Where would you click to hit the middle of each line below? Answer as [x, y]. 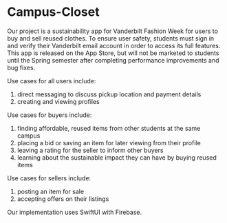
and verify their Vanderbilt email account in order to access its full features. [114, 45]
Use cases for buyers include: [50, 115]
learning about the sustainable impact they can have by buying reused [117, 157]
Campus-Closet [53, 12]
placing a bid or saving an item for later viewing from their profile [109, 142]
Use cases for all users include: [52, 81]
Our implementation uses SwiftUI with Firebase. [75, 212]
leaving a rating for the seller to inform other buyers [90, 150]
